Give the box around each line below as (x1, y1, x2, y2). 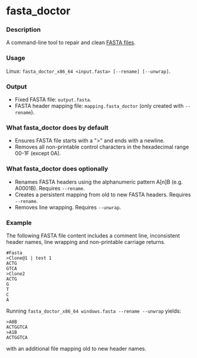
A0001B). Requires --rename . (14, 184, 85, 192)
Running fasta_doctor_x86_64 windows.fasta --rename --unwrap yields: (6, 307, 182, 314)
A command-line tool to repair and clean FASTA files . (6, 39, 136, 46)
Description (6, 26, 41, 34)
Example (6, 218, 32, 227)
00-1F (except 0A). (14, 150, 61, 157)
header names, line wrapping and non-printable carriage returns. (6, 238, 165, 245)
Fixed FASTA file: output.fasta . (14, 96, 92, 103)
